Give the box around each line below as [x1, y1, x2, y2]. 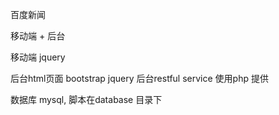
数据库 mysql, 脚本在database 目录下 [10, 94, 163, 105]
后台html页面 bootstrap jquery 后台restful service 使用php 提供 [10, 73, 269, 84]
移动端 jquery [10, 51, 66, 63]
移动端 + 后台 [10, 30, 66, 42]
